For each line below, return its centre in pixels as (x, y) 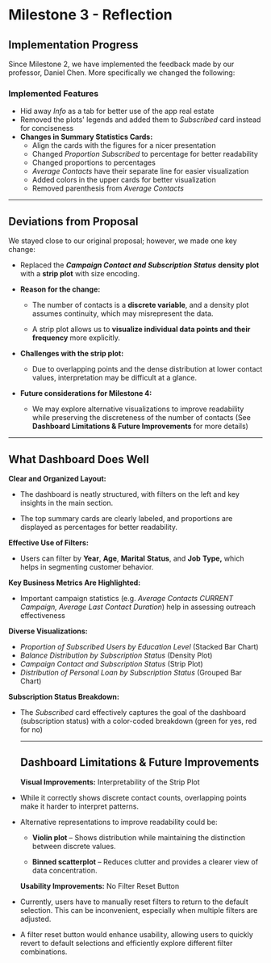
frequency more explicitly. (76, 338)
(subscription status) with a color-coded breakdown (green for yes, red (138, 721)
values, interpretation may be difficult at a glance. (115, 378)
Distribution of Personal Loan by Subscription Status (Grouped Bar (131, 672)
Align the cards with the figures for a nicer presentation (124, 145)
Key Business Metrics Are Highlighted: (75, 582)
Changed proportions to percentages (94, 162)
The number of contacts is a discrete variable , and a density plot (140, 305)
